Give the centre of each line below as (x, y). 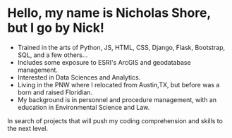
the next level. (28, 128)
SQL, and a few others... (53, 55)
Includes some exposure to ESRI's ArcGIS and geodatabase (104, 62)
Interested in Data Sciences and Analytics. (79, 77)
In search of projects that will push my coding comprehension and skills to (115, 120)
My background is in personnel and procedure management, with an (117, 99)
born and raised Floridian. (55, 92)
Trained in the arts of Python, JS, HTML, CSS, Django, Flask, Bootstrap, (121, 47)
